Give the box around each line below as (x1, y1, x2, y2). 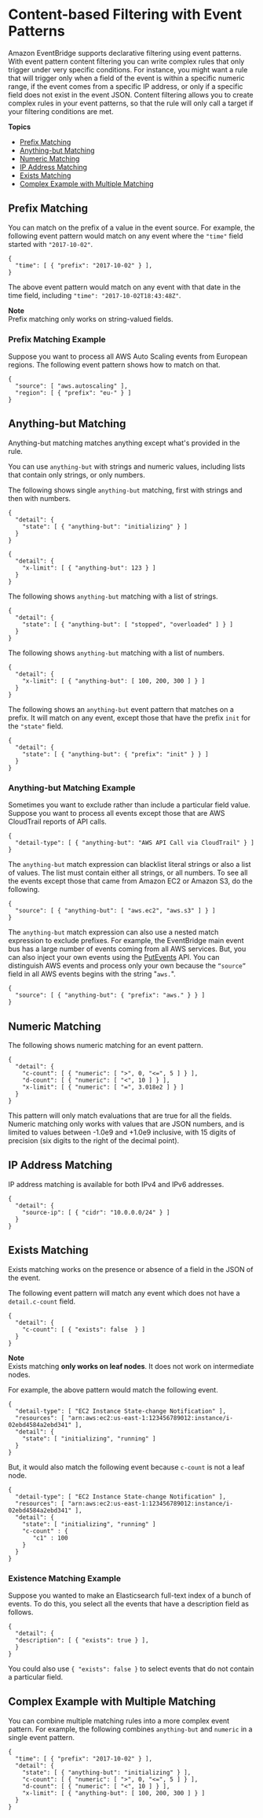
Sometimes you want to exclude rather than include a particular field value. (8, 800, 251, 809)
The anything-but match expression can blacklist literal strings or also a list (8, 860, 251, 869)
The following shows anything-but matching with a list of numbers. (8, 647, 225, 658)
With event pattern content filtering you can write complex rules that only (8, 57, 245, 66)
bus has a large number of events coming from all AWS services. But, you (8, 944, 247, 953)
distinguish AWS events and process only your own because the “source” (8, 961, 247, 971)
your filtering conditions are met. (8, 106, 114, 116)
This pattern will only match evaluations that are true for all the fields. (8, 1111, 232, 1120)
